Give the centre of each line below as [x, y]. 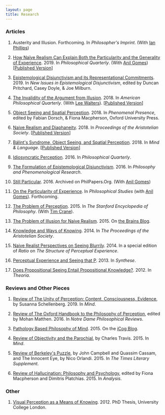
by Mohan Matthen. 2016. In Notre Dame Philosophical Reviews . [78, 319]
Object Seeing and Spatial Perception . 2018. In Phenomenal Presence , [84, 113]
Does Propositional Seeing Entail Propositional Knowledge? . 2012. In [82, 270]
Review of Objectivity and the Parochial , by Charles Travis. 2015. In [81, 338]
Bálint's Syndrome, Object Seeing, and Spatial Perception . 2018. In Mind [86, 142]
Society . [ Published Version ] [42, 132]
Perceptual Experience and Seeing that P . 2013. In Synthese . [74, 260]
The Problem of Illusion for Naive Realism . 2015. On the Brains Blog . [82, 221]
